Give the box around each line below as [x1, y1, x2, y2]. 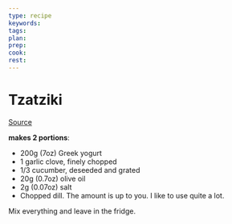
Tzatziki [8, 91, 63, 109]
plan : [8, 34, 26, 42]
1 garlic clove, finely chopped [19, 157, 118, 166]
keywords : [8, 19, 42, 27]
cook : [8, 49, 26, 57]
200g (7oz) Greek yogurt [19, 148, 103, 158]
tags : [8, 26, 26, 34]
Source [8, 117, 32, 126]
